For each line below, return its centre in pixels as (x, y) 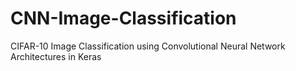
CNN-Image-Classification (123, 18)
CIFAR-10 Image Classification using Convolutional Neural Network (148, 46)
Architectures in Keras (56, 56)
